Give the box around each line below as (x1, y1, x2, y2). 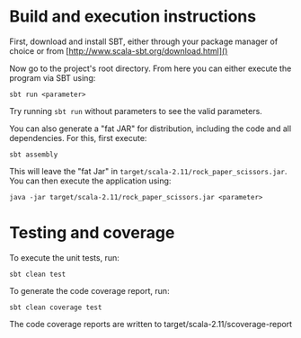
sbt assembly (9, 150, 58, 159)
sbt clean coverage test (9, 303, 102, 312)
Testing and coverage (9, 223, 175, 244)
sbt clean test (9, 270, 66, 279)
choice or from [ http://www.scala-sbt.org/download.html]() (9, 45, 228, 56)
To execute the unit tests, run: (9, 252, 120, 262)
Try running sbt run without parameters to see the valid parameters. (9, 105, 262, 116)
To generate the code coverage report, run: (9, 285, 170, 296)
